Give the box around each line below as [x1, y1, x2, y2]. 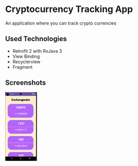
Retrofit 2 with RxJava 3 [12, 48, 62, 54]
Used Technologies [5, 35, 67, 43]
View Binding [12, 53, 40, 59]
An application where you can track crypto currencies [5, 20, 116, 26]
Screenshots [5, 79, 46, 87]
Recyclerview [12, 59, 41, 65]
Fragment [12, 64, 33, 70]
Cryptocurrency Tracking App [5, 4, 133, 15]
